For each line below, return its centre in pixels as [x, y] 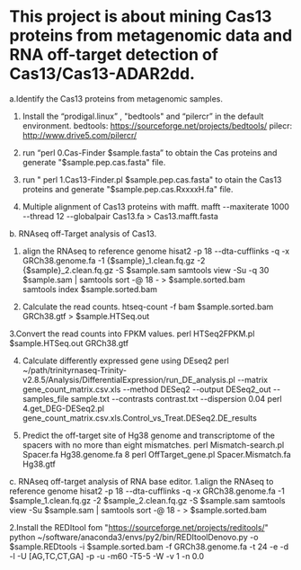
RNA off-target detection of [114, 55]
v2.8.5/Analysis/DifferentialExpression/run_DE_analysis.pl [128, 379]
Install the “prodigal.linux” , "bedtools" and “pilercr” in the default [143, 116]
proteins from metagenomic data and [151, 36]
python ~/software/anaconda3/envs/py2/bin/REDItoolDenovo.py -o [134, 537]
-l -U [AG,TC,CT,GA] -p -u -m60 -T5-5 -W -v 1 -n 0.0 [107, 556]
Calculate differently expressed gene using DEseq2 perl [125, 361]
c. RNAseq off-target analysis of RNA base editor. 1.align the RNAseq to [142, 481]
